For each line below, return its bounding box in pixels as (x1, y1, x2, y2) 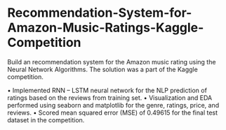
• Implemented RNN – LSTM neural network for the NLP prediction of (7, 86, 207, 94)
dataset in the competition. (7, 115, 85, 124)
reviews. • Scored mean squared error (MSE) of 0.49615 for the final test (7, 108, 218, 117)
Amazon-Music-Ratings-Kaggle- (7, 20, 204, 36)
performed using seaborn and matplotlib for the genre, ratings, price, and (7, 101, 220, 109)
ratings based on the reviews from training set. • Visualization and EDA (7, 93, 213, 102)
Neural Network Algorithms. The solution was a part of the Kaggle (7, 65, 198, 73)
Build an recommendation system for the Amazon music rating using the (7, 57, 216, 66)
